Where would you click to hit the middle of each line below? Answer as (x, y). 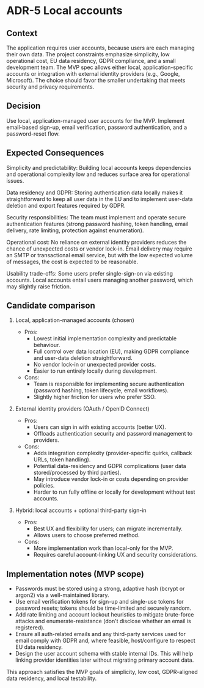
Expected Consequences (55, 153)
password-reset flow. (33, 134)
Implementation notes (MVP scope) (75, 574)
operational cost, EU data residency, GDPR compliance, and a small (91, 61)
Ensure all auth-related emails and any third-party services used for (100, 634)
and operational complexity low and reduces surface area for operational (98, 174)
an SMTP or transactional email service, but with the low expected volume (100, 255)
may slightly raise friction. (39, 286)
